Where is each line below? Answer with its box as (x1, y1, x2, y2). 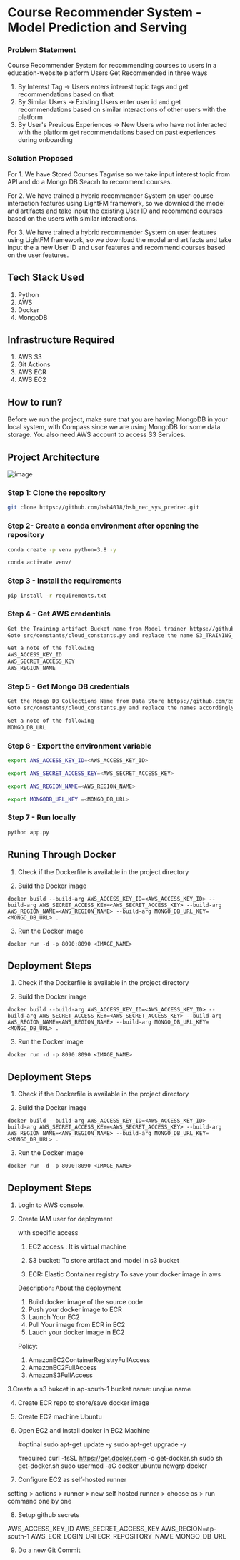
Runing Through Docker (7, 849, 116, 861)
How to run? (7, 396, 63, 408)
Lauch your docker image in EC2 (28, 1328, 125, 1336)
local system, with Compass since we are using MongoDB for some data (7, 423, 221, 431)
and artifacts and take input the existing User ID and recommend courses (7, 206, 223, 215)
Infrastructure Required (7, 334, 115, 346)
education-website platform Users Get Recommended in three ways (7, 69, 208, 77)
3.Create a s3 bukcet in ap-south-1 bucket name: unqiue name (7, 1384, 191, 1393)
